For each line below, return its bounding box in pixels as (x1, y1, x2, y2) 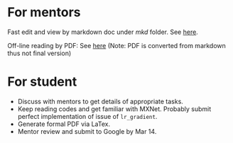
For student (7, 74, 77, 90)
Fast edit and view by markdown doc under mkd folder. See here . (7, 28, 199, 36)
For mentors (7, 4, 81, 21)
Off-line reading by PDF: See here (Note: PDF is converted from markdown (7, 41, 226, 50)
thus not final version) (7, 49, 72, 57)
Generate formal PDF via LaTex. (17, 120, 111, 128)
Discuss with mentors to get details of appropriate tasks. (17, 97, 183, 105)
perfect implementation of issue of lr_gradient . (17, 112, 158, 120)
